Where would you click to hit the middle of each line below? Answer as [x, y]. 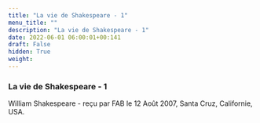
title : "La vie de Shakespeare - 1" [68, 15]
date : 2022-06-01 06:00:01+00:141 [65, 37]
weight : [21, 60]
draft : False [29, 45]
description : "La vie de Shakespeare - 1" [79, 30]
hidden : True [29, 52]
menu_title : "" [33, 23]
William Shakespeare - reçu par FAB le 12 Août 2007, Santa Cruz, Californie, [130, 103]
